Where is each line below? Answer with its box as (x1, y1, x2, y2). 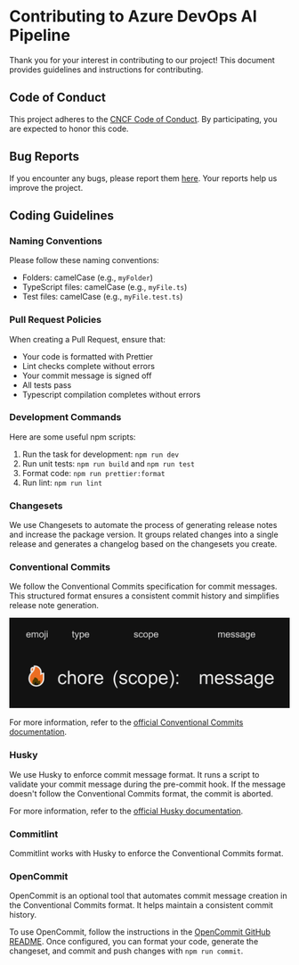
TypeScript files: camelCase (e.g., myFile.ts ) (21, 282, 188, 293)
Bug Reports (9, 149, 80, 164)
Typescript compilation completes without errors (21, 389, 201, 400)
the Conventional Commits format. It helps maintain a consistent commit (9, 900, 274, 911)
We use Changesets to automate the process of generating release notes (9, 520, 278, 531)
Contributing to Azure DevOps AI (9, 6, 258, 27)
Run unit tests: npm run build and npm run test (21, 458, 196, 469)
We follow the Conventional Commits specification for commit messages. (9, 581, 278, 592)
